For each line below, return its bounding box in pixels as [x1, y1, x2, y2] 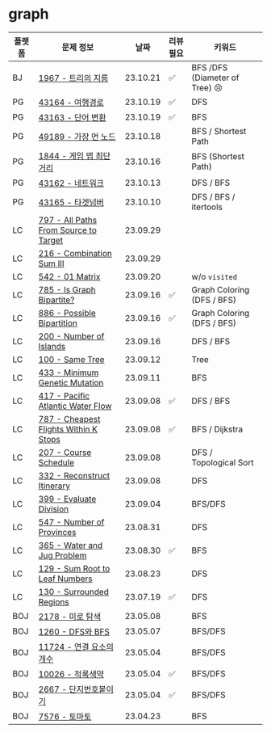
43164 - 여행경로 [38, 96, 105, 107]
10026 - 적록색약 [38, 668, 105, 680]
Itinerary [38, 480, 71, 491]
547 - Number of [38, 516, 105, 528]
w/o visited [191, 271, 238, 282]
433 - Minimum [38, 367, 99, 378]
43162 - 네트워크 [38, 177, 105, 188]
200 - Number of [38, 331, 105, 342]
